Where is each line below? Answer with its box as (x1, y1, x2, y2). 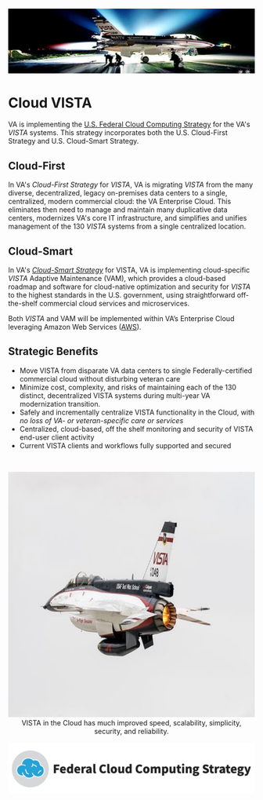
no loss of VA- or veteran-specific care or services (19, 415, 184, 425)
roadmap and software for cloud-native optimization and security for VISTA (8, 282, 251, 291)
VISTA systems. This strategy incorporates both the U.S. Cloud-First (8, 128, 229, 137)
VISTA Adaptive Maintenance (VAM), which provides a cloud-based (8, 273, 226, 283)
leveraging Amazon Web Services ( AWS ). (8, 322, 142, 331)
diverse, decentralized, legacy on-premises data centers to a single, (8, 188, 228, 198)
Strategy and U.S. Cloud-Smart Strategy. (8, 137, 139, 146)
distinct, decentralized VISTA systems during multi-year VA (19, 390, 211, 400)
